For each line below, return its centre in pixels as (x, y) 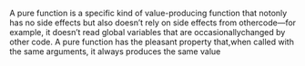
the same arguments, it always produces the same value (115, 52)
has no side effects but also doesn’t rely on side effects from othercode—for (153, 23)
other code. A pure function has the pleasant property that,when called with (152, 42)
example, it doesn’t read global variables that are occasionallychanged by (147, 32)
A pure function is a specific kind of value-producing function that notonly (148, 13)
